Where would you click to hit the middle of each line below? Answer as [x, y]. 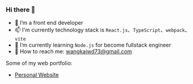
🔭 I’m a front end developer [49, 23]
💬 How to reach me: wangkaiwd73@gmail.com [73, 51]
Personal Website [37, 75]
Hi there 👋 [21, 10]
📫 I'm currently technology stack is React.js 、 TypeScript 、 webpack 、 [102, 30]
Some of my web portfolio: [39, 63]
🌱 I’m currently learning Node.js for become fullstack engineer [93, 45]
